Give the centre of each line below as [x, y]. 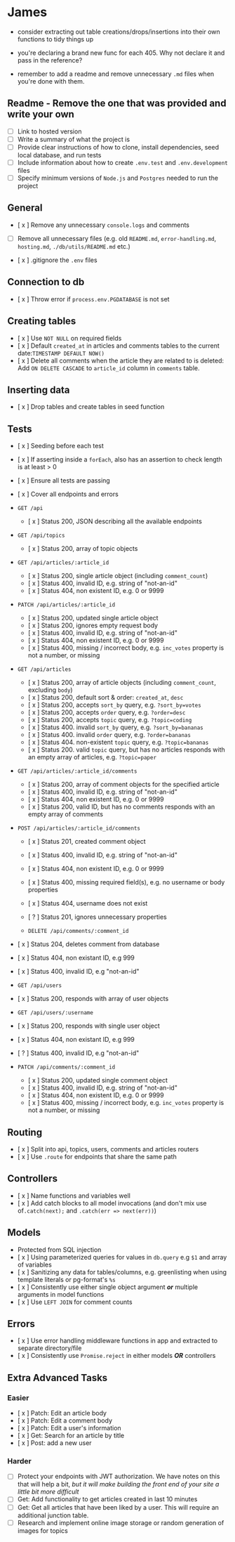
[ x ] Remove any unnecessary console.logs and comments [103, 225]
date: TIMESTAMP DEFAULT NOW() [61, 353]
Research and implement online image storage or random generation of [121, 1522]
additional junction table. [53, 1515]
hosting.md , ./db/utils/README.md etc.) [74, 246]
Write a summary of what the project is [74, 139]
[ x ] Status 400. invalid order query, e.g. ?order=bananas [109, 735]
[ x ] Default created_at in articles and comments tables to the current [118, 346]
